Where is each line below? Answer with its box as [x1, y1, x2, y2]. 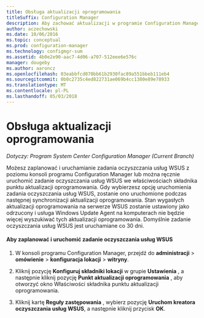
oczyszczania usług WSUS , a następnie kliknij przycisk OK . [15, 305, 166, 312]
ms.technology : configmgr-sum [6, 48, 83, 55]
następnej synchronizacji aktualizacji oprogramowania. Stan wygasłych [6, 196, 185, 204]
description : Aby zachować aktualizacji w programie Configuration [6, 20, 181, 26]
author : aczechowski [6, 25, 59, 32]
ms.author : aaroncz [6, 65, 56, 71]
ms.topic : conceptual [6, 37, 61, 43]
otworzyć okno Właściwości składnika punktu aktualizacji [15, 280, 159, 288]
